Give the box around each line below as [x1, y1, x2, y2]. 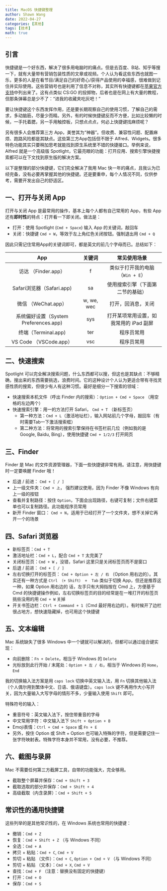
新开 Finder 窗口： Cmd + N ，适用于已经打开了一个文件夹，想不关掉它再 [12, 510, 158, 516]
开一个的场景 [12, 516, 39, 522]
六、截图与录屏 [5, 752, 51, 761]
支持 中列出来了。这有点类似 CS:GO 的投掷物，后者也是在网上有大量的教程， [5, 89, 161, 95]
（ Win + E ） [118, 272, 146, 279]
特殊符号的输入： [5, 701, 40, 707]
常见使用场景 [117, 254, 148, 261]
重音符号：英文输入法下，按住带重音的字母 [12, 711, 100, 717]
